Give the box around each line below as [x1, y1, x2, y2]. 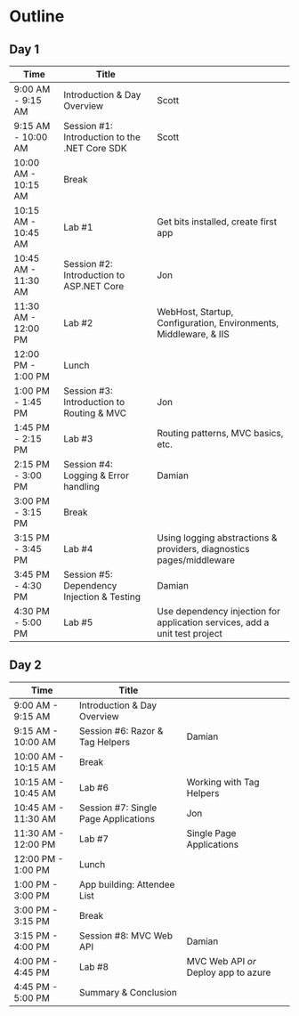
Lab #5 [63, 616, 93, 629]
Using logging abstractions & [157, 532, 278, 544]
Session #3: [63, 385, 113, 397]
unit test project [157, 628, 222, 639]
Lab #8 [78, 960, 109, 972]
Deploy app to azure [186, 966, 271, 979]
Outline [9, 6, 65, 27]
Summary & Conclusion [78, 986, 178, 998]
